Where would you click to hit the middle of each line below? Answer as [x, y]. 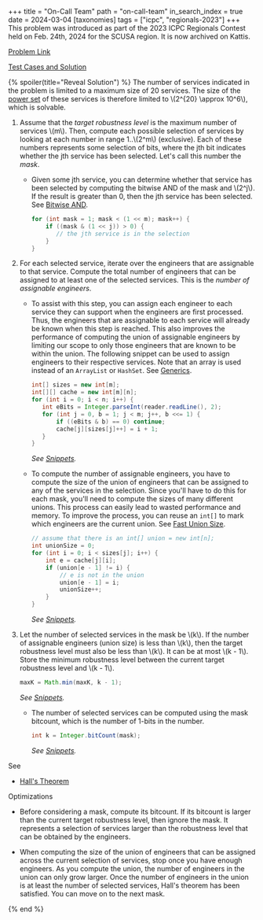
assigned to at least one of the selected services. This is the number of [134, 280]
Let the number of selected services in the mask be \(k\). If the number [134, 634]
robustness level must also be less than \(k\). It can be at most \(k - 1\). [134, 651]
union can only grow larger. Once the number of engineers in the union [134, 877]
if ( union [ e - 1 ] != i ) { [88, 567]
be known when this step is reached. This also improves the [128, 329]
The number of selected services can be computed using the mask [140, 712]
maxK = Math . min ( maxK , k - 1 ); [71, 682]
